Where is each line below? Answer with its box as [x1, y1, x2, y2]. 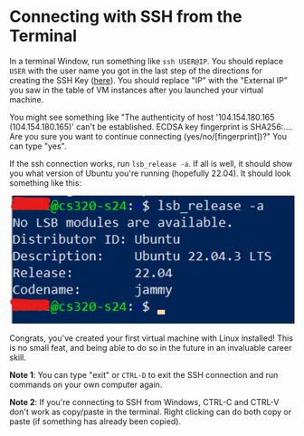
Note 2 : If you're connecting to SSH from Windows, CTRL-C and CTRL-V [9, 397, 280, 408]
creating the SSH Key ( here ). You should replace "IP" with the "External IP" [9, 74, 288, 85]
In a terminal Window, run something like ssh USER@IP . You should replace [9, 55, 283, 66]
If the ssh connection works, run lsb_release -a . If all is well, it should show [9, 158, 293, 169]
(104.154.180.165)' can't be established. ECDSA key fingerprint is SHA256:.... [9, 121, 293, 132]
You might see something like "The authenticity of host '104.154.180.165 [9, 111, 275, 122]
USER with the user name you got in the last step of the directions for [9, 65, 262, 76]
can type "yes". [9, 140, 67, 151]
